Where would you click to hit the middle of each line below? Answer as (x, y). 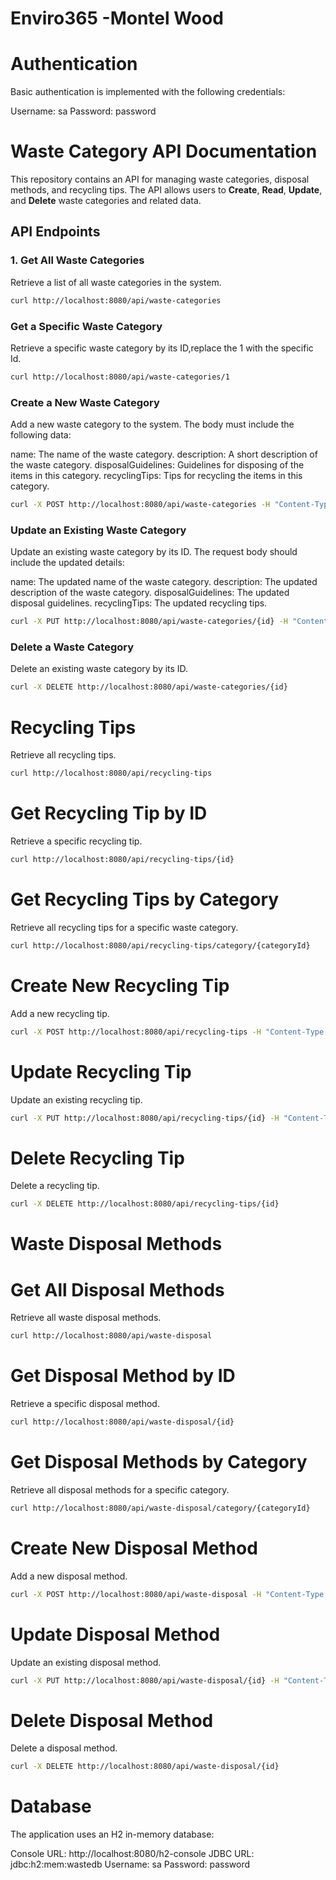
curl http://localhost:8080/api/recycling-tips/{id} (122, 860)
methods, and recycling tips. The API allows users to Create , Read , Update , (166, 190)
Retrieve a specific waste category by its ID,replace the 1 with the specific (162, 348)
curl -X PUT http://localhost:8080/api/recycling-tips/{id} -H (145, 1118)
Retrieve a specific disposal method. (85, 1404)
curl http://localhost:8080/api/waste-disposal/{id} (122, 1422)
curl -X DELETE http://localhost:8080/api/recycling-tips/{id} (145, 1204)
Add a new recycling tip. (60, 1013)
